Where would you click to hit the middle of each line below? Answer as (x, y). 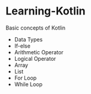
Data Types (28, 39)
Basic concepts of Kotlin (36, 28)
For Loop (25, 78)
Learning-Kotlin (46, 11)
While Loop (28, 84)
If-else (22, 46)
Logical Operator (35, 58)
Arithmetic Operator (39, 52)
